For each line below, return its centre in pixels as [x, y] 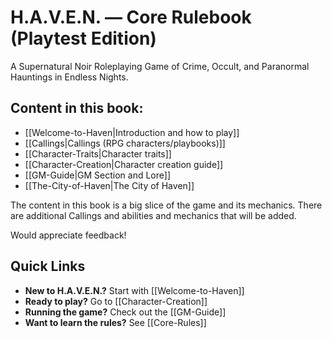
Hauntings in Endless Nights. [69, 77]
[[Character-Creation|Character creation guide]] [124, 164]
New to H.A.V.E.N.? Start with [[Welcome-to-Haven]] [134, 290]
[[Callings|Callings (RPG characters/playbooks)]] [125, 143]
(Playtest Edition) [83, 38]
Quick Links [48, 266]
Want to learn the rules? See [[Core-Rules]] [115, 322]
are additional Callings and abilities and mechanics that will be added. [153, 215]
